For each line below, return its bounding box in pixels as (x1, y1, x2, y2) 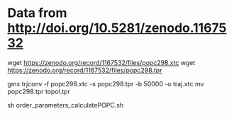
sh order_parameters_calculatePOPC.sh (7, 100, 124, 109)
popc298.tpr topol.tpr (7, 87, 71, 95)
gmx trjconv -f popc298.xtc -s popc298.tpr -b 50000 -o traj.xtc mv (7, 79, 204, 88)
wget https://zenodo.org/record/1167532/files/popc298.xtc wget (7, 58, 196, 66)
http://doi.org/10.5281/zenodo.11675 (7, 20, 227, 36)
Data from (7, 5, 67, 21)
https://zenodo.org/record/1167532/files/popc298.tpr (7, 66, 162, 74)
